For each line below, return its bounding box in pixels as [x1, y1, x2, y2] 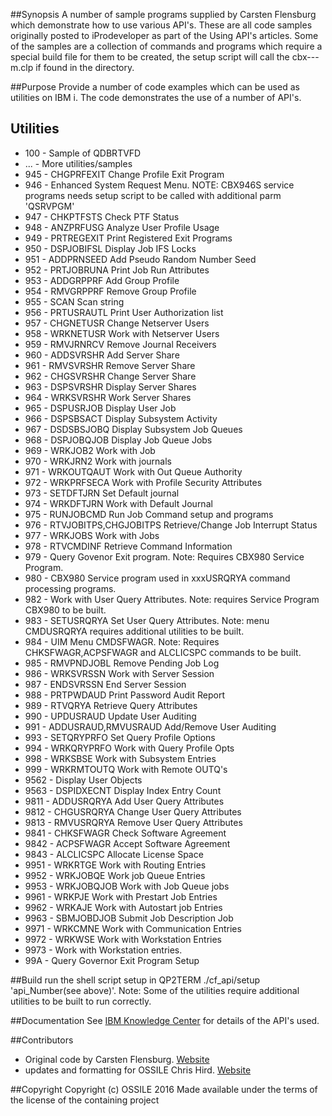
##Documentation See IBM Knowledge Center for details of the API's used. [10, 1014, 320, 1026]
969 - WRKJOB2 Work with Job [24, 444, 156, 456]
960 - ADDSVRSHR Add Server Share [24, 349, 180, 361]
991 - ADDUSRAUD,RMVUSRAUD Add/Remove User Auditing [24, 720, 277, 733]
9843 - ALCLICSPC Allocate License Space [24, 848, 204, 860]
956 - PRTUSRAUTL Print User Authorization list [24, 306, 224, 318]
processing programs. [24, 582, 117, 594]
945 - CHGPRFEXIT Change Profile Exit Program [24, 168, 225, 180]
